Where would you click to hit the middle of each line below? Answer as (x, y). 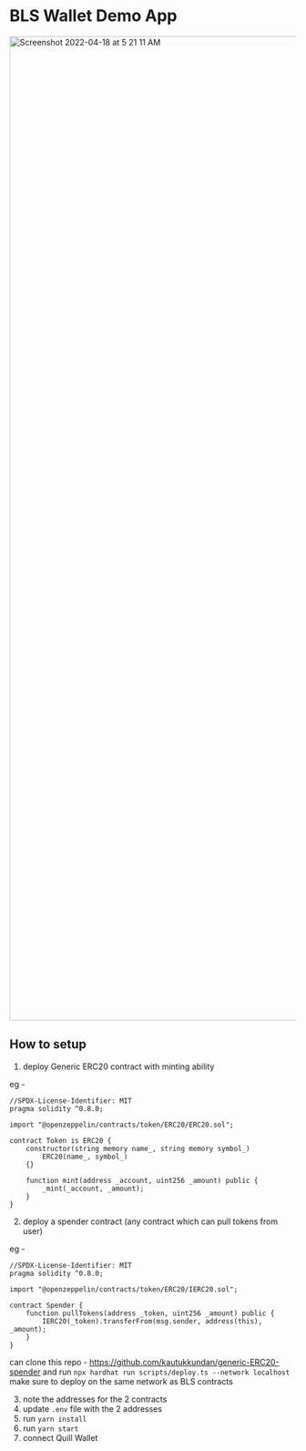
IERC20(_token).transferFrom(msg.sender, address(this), (152, 1321)
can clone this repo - (49, 1362)
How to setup (48, 1045)
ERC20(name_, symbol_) (85, 1157)
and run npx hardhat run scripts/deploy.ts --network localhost (166, 1372)
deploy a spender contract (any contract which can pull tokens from (150, 1221)
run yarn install (55, 1418)
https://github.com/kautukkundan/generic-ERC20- (184, 1362)
